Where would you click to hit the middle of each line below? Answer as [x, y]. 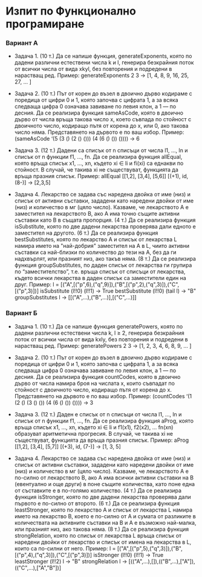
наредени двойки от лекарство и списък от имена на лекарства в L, [103, 542]
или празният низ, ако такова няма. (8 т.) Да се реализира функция [102, 529]
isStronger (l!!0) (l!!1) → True [128, 555]
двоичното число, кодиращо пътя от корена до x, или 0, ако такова [101, 126]
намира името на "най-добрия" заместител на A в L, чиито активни [102, 246]
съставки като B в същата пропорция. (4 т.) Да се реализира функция [105, 220]
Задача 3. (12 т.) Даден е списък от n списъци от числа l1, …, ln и [98, 414]
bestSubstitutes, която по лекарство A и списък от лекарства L [96, 239]
